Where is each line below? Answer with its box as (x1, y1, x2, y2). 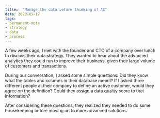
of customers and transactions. (5, 63, 67, 68)
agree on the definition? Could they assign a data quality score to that (5, 88, 144, 94)
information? (5, 93, 31, 99)
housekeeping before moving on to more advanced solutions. (5, 107, 128, 113)
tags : (5, 16, 16, 21)
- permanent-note (5, 20, 40, 26)
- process (5, 34, 25, 39)
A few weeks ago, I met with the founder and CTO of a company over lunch (5, 47, 156, 53)
